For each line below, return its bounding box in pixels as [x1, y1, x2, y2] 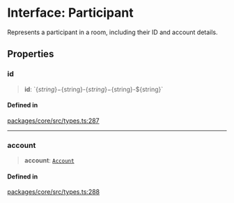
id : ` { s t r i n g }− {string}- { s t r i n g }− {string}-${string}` [24, 85, 164, 93]
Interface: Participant [7, 5, 134, 21]
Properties [7, 48, 54, 60]
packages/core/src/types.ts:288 [7, 188, 100, 196]
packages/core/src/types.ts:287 [7, 116, 100, 125]
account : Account [24, 156, 75, 165]
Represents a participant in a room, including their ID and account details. [7, 28, 218, 36]
